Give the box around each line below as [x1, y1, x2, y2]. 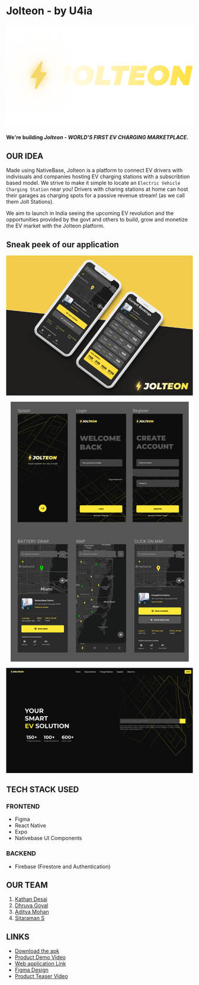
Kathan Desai [14, 896, 47, 903]
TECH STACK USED [6, 784, 79, 794]
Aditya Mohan [14, 908, 49, 916]
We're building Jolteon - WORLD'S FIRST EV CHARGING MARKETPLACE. [6, 134, 189, 141]
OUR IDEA [6, 151, 43, 161]
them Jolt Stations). [6, 198, 54, 206]
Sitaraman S [14, 915, 45, 922]
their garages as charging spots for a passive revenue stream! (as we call [6, 192, 185, 199]
